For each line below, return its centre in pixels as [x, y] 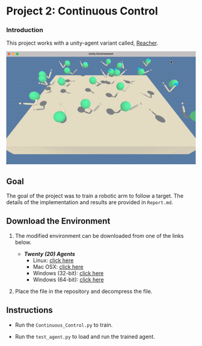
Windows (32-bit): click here [68, 273]
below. [23, 242]
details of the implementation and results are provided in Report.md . [90, 202]
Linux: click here [53, 260]
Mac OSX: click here [58, 266]
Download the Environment [58, 221]
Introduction [25, 30]
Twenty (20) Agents [49, 254]
